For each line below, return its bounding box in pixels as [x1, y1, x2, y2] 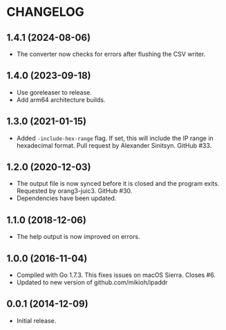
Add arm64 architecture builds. [16, 95, 106, 104]
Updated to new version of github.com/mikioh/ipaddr [16, 278, 168, 287]
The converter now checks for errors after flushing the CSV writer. [16, 50, 206, 58]
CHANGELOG [6, 4, 84, 20]
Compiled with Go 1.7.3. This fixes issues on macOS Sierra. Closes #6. [16, 271, 216, 280]
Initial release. [16, 316, 57, 324]
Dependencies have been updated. [16, 194, 117, 202]
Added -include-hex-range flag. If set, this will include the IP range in [16, 134, 214, 142]
